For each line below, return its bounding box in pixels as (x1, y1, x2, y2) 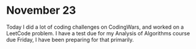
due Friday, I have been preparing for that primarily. (6, 36, 134, 43)
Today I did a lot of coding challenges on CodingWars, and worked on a (6, 23, 184, 30)
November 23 (6, 4, 77, 17)
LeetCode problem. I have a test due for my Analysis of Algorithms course (6, 29, 190, 36)
